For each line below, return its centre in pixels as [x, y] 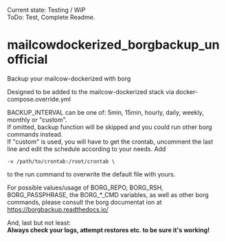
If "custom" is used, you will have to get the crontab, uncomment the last [110, 141]
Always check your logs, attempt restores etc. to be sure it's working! [109, 230]
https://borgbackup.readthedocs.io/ [58, 209]
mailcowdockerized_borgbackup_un [113, 45]
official [27, 59]
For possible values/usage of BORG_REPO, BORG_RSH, [85, 187]
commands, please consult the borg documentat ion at [84, 202]
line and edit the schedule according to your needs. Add [87, 149]
